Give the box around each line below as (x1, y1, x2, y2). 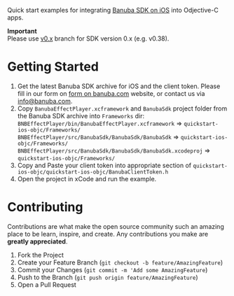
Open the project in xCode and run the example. (17, 174, 157, 183)
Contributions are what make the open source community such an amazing (7, 222, 224, 230)
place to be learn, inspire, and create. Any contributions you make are (7, 230, 209, 238)
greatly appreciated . (7, 237, 68, 246)
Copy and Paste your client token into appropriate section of (17, 161, 192, 169)
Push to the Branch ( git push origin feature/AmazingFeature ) (17, 273, 198, 281)
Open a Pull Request (17, 280, 77, 289)
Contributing (7, 199, 83, 216)
